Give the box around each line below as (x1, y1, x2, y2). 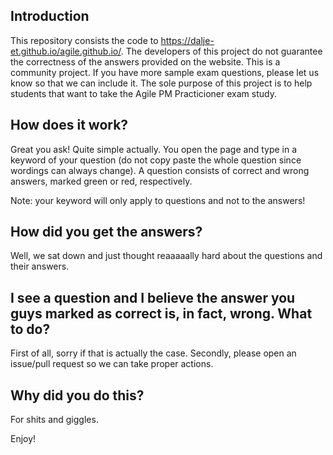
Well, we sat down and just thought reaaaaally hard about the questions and (10, 250, 323, 262)
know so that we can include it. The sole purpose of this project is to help (10, 77, 313, 89)
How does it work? (10, 117, 129, 134)
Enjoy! (10, 433, 37, 445)
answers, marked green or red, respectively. (10, 175, 193, 187)
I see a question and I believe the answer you (10, 289, 296, 306)
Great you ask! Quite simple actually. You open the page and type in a (10, 143, 298, 155)
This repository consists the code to (10, 34, 159, 46)
